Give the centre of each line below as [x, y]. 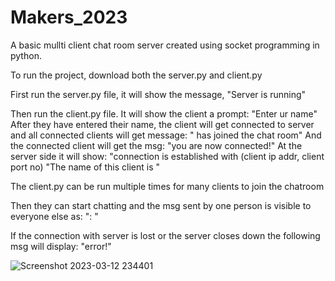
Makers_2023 [69, 17]
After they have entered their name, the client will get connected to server [162, 124]
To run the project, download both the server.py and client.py [136, 75]
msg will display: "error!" [61, 246]
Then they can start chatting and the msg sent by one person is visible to [161, 205]
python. [26, 55]
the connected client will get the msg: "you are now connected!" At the [156, 145]
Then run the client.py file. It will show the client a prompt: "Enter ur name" [164, 113]
